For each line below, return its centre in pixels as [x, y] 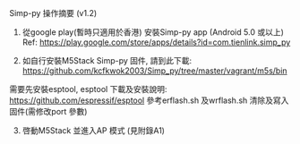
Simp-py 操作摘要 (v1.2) [53, 13]
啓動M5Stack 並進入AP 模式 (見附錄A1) [94, 131]
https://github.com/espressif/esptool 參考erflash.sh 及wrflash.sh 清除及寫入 [149, 100]
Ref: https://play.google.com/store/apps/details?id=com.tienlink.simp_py [156, 42]
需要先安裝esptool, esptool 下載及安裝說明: [88, 89]
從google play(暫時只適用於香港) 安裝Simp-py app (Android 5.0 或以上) [153, 32]
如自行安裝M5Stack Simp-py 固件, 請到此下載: [107, 60]
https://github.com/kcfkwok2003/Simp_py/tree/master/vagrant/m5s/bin [155, 71]
